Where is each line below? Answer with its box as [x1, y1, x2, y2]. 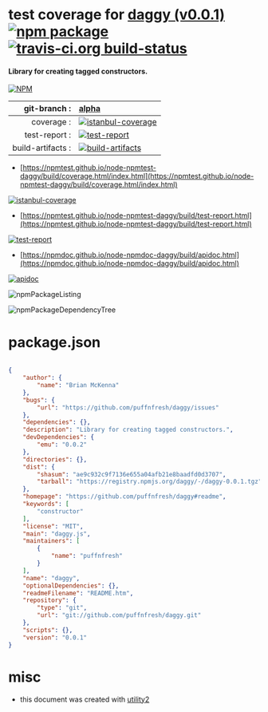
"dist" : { [22, 463, 56, 471]
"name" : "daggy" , [22, 574, 81, 582]
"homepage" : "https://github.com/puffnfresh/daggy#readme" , [22, 492, 227, 500]
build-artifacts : [12, 142, 72, 153]
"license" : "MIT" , [22, 522, 84, 530]
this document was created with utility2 [19, 694, 150, 704]
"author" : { [22, 374, 62, 382]
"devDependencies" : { [22, 433, 94, 441]
